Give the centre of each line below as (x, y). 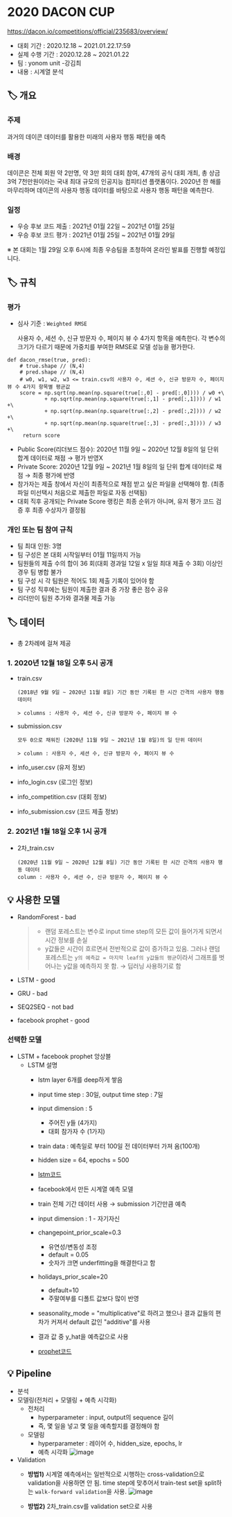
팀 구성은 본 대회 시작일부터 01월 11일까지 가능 (79, 555)
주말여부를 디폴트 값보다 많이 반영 (94, 1298)
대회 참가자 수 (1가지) (77, 1131)
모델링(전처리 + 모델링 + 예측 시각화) (67, 1400)
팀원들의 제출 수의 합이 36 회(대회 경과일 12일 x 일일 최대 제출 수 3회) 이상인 (120, 564)
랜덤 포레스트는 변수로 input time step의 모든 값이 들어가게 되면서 (134, 932)
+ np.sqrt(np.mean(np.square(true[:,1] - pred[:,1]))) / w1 (133, 399)
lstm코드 (50, 1174)
